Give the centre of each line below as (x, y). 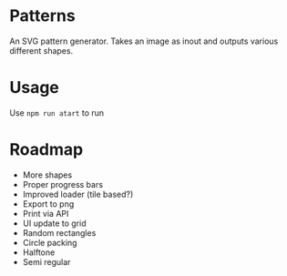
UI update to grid (54, 223)
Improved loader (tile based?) (78, 194)
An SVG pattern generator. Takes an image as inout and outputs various (144, 41)
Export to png (48, 204)
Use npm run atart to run (57, 112)
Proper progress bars (62, 184)
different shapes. (41, 50)
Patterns (42, 16)
